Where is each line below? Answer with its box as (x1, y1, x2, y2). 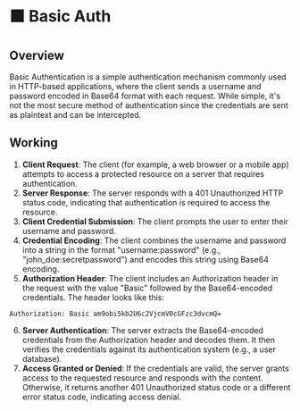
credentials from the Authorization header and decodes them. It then (21, 334, 275, 345)
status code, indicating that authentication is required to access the (21, 197, 271, 207)
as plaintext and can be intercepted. (9, 110, 142, 120)
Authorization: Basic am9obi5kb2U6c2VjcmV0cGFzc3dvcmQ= (9, 309, 221, 318)
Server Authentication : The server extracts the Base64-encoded (21, 324, 263, 335)
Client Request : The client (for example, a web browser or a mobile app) (21, 159, 289, 170)
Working (9, 135, 58, 151)
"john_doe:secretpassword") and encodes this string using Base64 (21, 254, 270, 264)
